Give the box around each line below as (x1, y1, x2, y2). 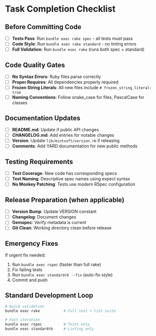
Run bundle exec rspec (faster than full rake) (12, 262, 101, 268)
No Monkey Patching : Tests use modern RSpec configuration (12, 181, 136, 187)
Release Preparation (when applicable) (5, 195, 125, 204)
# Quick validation (5, 304, 45, 309)
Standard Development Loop (5, 291, 94, 299)
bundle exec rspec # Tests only (5, 321, 90, 327)
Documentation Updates (5, 114, 81, 122)
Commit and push (12, 277, 48, 283)
